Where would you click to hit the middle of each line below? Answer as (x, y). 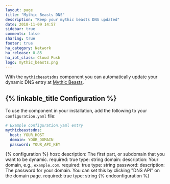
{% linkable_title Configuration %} (61, 98)
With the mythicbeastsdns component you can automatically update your (81, 77)
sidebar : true (20, 29)
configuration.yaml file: (30, 116)
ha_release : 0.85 (24, 53)
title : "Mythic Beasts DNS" (35, 15)
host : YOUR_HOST (27, 135)
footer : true (19, 43)
